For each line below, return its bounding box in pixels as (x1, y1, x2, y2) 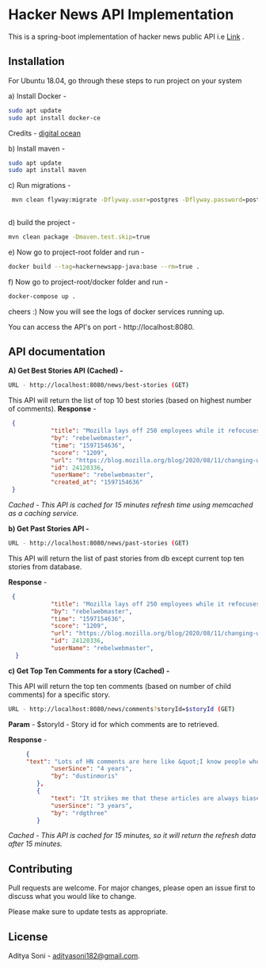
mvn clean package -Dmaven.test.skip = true (8, 233, 150, 241)
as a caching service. (8, 509, 79, 518)
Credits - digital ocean (8, 128, 82, 138)
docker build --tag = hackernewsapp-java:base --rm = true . (8, 262, 200, 270)
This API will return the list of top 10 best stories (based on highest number (8, 396, 252, 405)
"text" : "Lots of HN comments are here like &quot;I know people (25, 757, 246, 766)
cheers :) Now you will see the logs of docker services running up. (8, 307, 225, 316)
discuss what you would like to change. (8, 892, 137, 901)
